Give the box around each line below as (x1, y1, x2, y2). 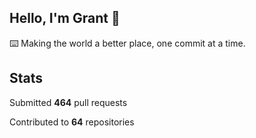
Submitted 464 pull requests (9, 96, 128, 108)
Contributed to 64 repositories (9, 116, 135, 128)
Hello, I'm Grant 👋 (9, 10, 121, 27)
